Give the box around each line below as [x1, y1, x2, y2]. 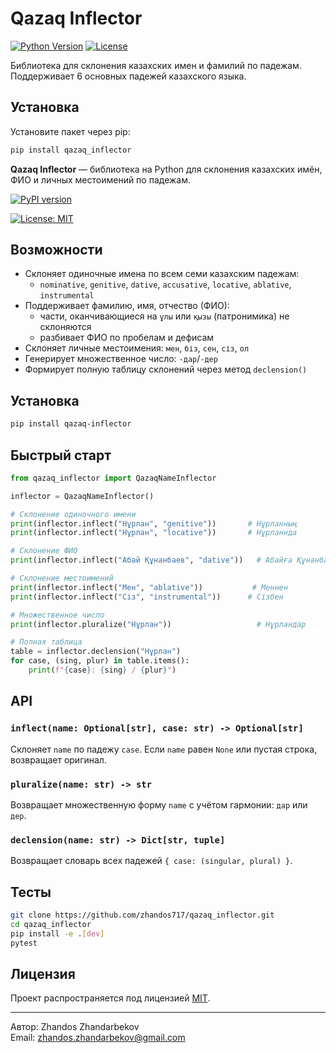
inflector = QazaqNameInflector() [10, 491, 155, 501]
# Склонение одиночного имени [10, 509, 137, 519]
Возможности [10, 242, 103, 259]
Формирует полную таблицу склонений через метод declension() [24, 363, 308, 376]
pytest [10, 938, 38, 948]
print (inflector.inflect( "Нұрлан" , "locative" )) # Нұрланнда [10, 528, 298, 538]
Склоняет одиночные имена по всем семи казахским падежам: [24, 268, 300, 280]
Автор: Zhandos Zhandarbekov [10, 1021, 140, 1033]
